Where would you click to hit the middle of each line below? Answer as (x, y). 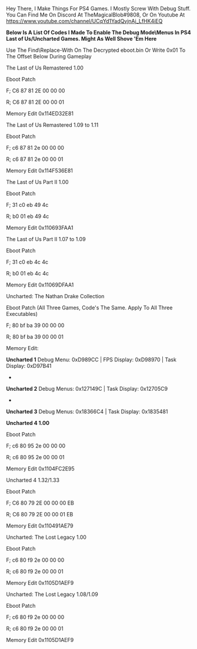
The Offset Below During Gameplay (49, 56)
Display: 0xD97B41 (29, 366)
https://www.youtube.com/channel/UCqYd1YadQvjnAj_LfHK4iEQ (84, 21)
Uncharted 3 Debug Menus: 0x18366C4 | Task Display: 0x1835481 (87, 411)
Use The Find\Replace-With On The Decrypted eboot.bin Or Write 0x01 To (96, 50)
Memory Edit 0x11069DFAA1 (40, 285)
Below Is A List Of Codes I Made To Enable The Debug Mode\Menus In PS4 (98, 32)
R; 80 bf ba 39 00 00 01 (35, 337)
